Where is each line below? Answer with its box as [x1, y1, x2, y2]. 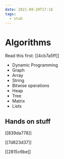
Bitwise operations [12, 83, 49, 88]
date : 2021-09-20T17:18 [5, 7, 53, 12]
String [12, 78, 25, 84]
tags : [5, 12, 16, 16]
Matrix [12, 98, 25, 104]
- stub [9, 16, 23, 21]
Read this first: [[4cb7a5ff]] [5, 53, 60, 58]
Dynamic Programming [12, 62, 58, 68]
